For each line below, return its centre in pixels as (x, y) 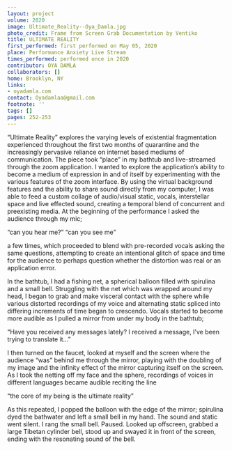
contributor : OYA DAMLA (42, 65)
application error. (32, 267)
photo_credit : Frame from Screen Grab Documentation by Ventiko (102, 33)
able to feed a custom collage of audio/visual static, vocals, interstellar (108, 196)
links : (17, 85)
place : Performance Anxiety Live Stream (67, 53)
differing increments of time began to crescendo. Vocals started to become (115, 311)
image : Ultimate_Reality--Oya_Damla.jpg (67, 26)
